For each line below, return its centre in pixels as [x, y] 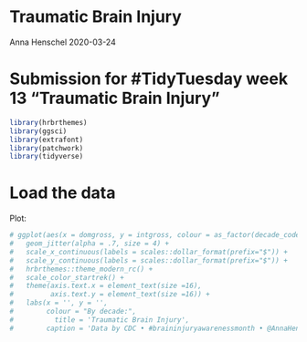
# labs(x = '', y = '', [58, 303]
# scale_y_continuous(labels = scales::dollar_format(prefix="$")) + [148, 260]
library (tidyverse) [47, 157]
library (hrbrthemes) [49, 122]
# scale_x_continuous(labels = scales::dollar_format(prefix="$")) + [148, 252]
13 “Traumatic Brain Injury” [115, 98]
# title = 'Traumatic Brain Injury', [100, 320]
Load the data [63, 193]
